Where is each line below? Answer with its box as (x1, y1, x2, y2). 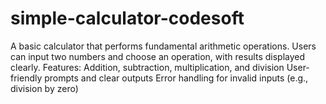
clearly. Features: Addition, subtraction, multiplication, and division (10, 61, 285, 73)
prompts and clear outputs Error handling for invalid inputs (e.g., (44, 72, 309, 84)
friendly (10, 72, 43, 84)
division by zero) (10, 82, 79, 94)
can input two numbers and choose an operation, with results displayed (10, 50, 306, 62)
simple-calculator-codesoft (10, 7, 245, 30)
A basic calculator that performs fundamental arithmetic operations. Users (10, 40, 317, 52)
